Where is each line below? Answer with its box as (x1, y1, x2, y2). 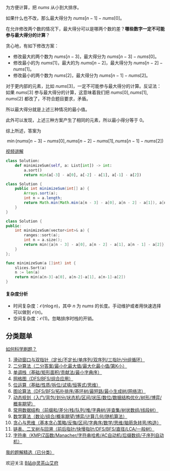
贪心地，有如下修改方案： (6, 43, 59, 49)
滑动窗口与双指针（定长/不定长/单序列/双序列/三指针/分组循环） (13, 357, 145, 363)
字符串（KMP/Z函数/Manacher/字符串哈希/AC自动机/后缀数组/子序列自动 (13, 432, 164, 438)
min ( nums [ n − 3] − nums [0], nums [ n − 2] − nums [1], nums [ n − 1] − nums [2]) (7, 138, 164, 144)
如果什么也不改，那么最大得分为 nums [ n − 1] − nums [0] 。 (6, 15, 125, 21)
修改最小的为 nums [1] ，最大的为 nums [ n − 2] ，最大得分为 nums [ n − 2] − (13, 60, 163, 65)
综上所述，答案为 (6, 128, 41, 133)
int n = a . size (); (24, 237, 63, 243)
